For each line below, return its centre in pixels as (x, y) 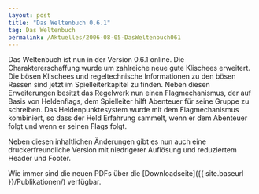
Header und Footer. (40, 159)
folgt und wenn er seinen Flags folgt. (68, 126)
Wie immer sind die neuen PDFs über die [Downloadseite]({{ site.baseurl (126, 174)
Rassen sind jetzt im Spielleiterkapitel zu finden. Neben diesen (109, 85)
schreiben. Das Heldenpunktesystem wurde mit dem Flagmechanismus (124, 110)
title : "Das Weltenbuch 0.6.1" (59, 23)
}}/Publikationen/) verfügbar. (55, 182)
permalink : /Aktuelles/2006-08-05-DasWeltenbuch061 (94, 37)
